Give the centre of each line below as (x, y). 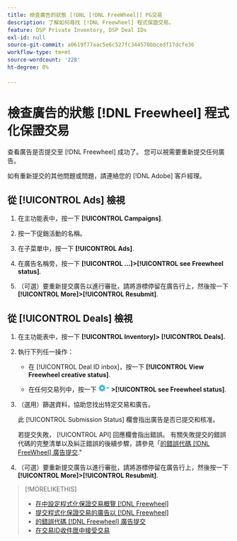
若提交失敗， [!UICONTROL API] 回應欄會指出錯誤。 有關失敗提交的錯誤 (122, 435)
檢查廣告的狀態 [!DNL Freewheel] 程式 (118, 113)
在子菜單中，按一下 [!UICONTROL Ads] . (76, 249)
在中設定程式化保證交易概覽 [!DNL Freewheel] (102, 504)
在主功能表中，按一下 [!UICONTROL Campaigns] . (90, 218)
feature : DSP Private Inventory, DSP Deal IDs (77, 30)
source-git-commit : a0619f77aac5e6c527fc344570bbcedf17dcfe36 (101, 45)
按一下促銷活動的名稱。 (52, 233)
